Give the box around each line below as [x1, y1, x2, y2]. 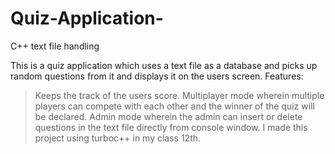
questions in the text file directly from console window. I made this [34, 121, 308, 133]
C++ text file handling [10, 40, 100, 52]
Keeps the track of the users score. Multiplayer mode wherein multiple [34, 89, 325, 101]
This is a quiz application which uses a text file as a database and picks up [10, 59, 318, 71]
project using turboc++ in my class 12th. [34, 132, 202, 144]
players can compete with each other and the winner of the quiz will [34, 100, 315, 112]
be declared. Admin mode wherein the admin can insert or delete [34, 110, 303, 122]
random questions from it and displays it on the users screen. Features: [10, 70, 304, 82]
